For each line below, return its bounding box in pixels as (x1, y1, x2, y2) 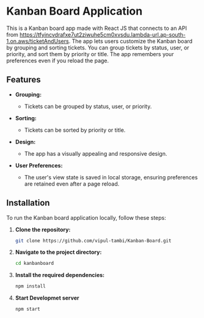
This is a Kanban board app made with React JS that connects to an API (6, 24, 188, 32)
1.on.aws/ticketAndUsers (6, 37, 69, 45)
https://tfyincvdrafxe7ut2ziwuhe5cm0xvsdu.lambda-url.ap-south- (19, 31, 186, 38)
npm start (15, 306, 41, 313)
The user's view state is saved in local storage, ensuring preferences (24, 173, 198, 181)
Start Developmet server (15, 294, 79, 302)
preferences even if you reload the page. (6, 57, 109, 64)
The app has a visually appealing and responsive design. (24, 150, 167, 157)
